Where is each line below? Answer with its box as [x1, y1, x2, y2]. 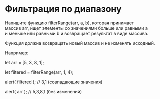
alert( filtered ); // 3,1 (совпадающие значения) [5, 79, 103, 85]
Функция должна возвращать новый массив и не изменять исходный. [5, 40, 155, 46]
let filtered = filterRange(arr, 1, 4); [5, 69, 74, 75]
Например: [5, 50, 29, 56]
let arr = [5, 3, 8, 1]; [5, 59, 44, 65]
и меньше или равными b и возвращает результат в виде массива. [5, 30, 149, 36]
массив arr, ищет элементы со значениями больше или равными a [5, 25, 148, 31]
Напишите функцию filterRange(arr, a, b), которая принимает [5, 20, 134, 26]
